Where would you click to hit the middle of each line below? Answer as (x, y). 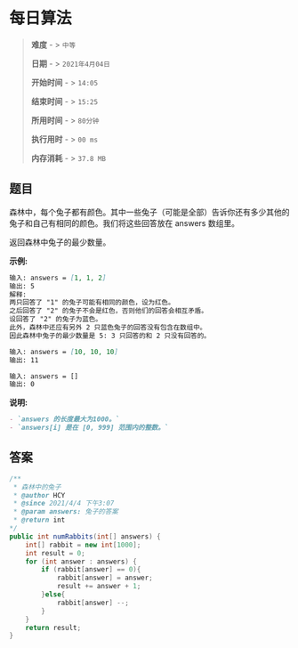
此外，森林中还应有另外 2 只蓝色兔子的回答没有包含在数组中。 (108, 328)
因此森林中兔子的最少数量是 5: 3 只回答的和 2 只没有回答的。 (110, 336)
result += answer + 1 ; (99, 587)
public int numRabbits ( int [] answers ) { (85, 536)
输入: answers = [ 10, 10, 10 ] (64, 352)
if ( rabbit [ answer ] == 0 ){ (91, 570)
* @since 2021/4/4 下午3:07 (64, 504)
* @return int (39, 520)
